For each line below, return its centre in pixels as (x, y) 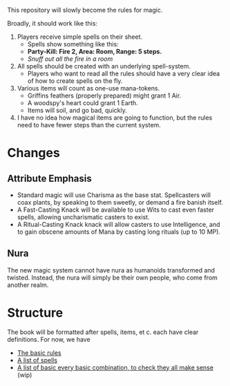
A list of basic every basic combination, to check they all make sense (115, 367)
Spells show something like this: (73, 44)
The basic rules (39, 353)
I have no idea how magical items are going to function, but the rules (115, 118)
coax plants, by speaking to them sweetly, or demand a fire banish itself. (120, 202)
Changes (33, 153)
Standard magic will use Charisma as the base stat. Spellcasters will (114, 195)
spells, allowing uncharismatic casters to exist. (83, 217)
